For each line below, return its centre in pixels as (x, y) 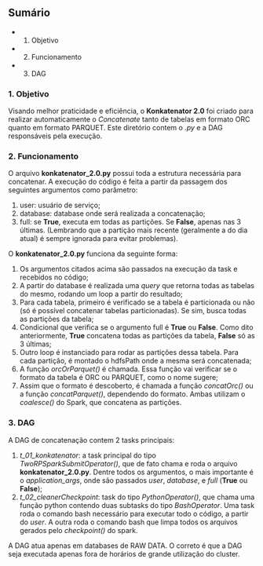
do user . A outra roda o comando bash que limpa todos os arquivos (128, 522)
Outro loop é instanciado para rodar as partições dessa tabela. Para (129, 352)
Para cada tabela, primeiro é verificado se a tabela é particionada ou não (137, 302)
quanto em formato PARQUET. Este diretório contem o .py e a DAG (115, 128)
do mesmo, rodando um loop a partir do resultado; (101, 294)
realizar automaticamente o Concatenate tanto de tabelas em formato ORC (129, 119)
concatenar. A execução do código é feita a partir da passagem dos (118, 182)
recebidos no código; (54, 277)
